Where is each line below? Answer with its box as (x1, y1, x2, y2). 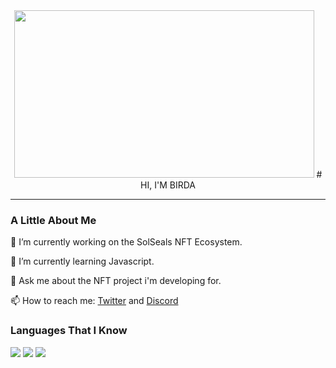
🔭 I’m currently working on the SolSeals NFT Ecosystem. (10, 236, 243, 248)
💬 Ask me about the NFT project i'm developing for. (10, 275, 222, 287)
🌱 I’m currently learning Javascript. (10, 255, 155, 268)
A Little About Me (10, 213, 97, 227)
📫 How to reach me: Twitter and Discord (10, 295, 179, 307)
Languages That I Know (10, 324, 128, 338)
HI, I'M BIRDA (140, 179, 196, 191)
